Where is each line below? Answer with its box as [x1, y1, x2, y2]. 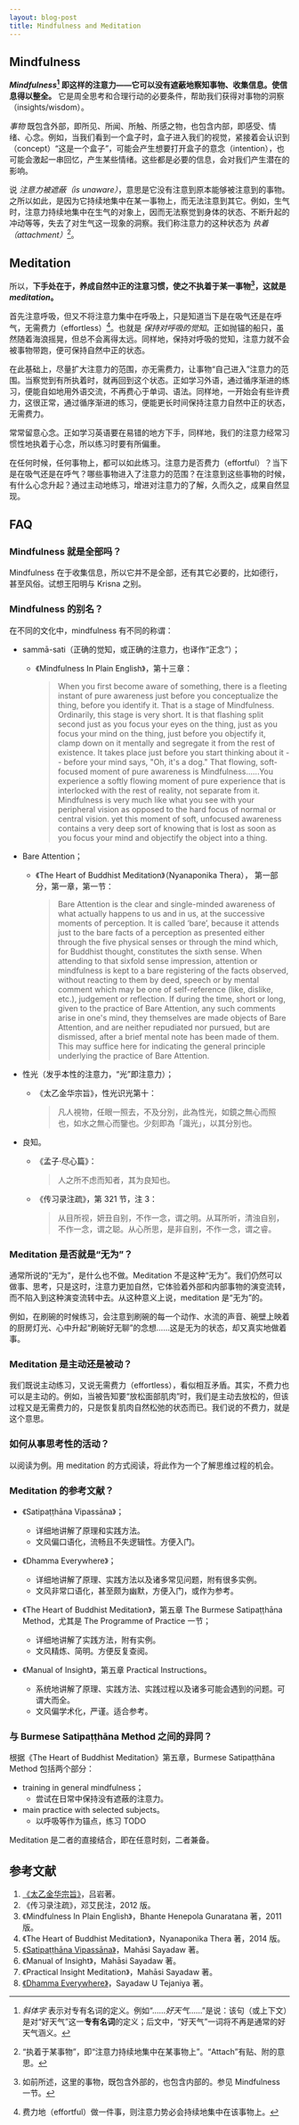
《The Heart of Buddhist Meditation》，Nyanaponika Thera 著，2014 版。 [21, 1933, 286, 1944]
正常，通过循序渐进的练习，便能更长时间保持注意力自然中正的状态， [39, 397, 290, 408]
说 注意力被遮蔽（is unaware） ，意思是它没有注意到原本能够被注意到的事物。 [9, 184, 290, 194]
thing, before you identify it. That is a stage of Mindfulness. [57, 699, 275, 710]
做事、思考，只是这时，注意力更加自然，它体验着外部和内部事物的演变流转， [9, 1281, 290, 1292]
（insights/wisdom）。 [9, 102, 89, 112]
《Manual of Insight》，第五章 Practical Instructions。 [21, 1664, 212, 1675]
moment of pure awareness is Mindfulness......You [89, 766, 274, 777]
